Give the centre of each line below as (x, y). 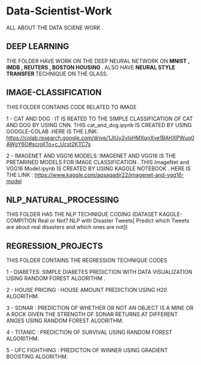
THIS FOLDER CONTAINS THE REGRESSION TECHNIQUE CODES (87, 260)
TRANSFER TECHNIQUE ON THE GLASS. (57, 74)
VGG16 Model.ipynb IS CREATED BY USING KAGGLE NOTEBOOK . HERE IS (98, 168)
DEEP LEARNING (38, 46)
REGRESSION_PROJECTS (55, 246)
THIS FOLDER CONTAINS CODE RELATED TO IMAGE (71, 107)
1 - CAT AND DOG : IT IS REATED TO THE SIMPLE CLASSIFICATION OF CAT (100, 119)
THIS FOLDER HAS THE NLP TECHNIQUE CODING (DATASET (82, 215)
